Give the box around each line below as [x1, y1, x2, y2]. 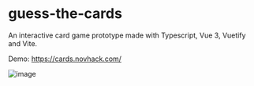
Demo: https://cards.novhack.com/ [8, 54, 122, 63]
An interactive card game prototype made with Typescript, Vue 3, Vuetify [8, 30, 246, 40]
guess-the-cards [8, 5, 122, 23]
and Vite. [8, 38, 38, 48]
